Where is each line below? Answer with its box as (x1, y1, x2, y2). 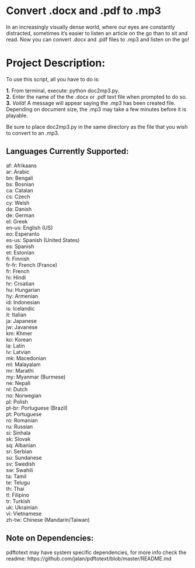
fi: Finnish (6, 255, 30, 262)
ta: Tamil (6, 473, 27, 480)
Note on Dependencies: (6, 533, 94, 543)
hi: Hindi (6, 274, 26, 281)
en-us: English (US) (6, 224, 53, 231)
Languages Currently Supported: (6, 146, 129, 156)
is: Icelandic (6, 305, 35, 312)
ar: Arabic (6, 168, 30, 175)
